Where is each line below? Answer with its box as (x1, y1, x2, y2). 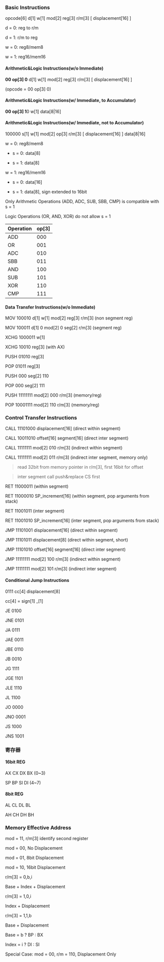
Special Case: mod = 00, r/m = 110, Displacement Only (5, 951, 117, 957)
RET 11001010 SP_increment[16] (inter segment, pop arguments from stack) (5, 518, 160, 524)
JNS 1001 (5, 733, 24, 739)
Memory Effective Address (5, 824, 72, 831)
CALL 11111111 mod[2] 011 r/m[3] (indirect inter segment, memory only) (5, 454, 148, 460)
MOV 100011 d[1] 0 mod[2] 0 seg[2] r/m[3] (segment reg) (5, 325, 122, 331)
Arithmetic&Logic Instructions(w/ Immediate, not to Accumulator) (5, 120, 144, 126)
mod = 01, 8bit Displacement (5, 855, 64, 861)
